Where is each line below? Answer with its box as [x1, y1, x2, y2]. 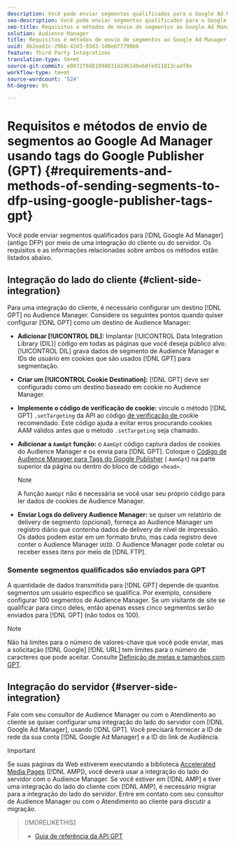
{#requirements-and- [44, 163, 173, 179]
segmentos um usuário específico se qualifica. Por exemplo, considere [7, 589, 212, 597]
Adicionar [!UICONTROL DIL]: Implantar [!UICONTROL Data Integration [17, 332, 223, 340]
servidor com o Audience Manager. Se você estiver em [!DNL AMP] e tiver [7, 775, 222, 783]
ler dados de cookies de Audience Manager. [17, 497, 145, 505]
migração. [7, 805, 36, 813]
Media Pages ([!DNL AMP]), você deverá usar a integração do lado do [7, 768, 208, 776]
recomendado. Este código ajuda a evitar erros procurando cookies [17, 419, 213, 427]
